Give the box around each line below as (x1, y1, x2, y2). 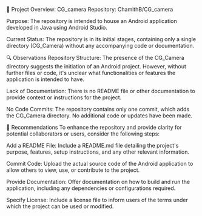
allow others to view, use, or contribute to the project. (6, 166, 140, 174)
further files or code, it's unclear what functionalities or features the (6, 70, 176, 76)
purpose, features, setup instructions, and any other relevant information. (6, 148, 190, 155)
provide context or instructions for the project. (6, 94, 122, 101)
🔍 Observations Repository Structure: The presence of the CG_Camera (6, 54, 185, 61)
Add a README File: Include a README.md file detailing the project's (6, 142, 179, 149)
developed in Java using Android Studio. (6, 24, 108, 31)
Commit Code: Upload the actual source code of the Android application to (6, 160, 194, 167)
